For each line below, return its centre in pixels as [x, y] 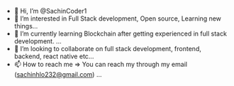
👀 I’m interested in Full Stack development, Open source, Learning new [118, 18]
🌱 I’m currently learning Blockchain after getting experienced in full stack [120, 33]
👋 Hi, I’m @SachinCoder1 [50, 11]
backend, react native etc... [54, 56]
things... [26, 26]
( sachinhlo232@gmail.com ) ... [58, 74]
